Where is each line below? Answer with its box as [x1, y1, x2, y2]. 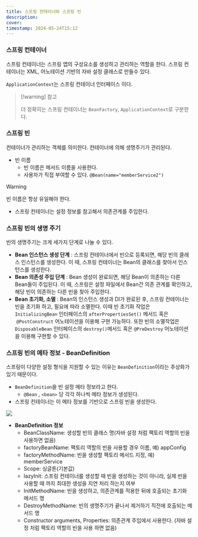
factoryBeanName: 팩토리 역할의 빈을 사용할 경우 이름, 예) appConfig [23, 444, 186, 451]
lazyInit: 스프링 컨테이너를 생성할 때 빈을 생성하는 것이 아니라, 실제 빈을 [23, 472, 187, 480]
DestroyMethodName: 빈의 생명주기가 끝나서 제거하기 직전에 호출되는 [23, 502, 186, 509]
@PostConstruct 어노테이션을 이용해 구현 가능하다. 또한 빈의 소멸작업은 [16, 318, 180, 325]
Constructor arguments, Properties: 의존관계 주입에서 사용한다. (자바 [23, 517, 186, 524]
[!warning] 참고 [20, 93, 57, 100]
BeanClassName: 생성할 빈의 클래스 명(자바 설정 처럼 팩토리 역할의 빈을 [23, 429, 190, 436]
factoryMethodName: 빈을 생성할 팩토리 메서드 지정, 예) [23, 451, 155, 459]
